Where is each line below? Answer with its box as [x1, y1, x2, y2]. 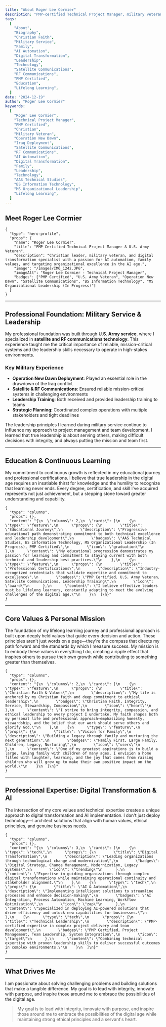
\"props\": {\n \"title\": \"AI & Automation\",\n [5, 884, 127, 889]
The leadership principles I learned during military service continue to [5, 422, 147, 428]
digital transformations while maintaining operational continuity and [5, 876, 156, 881]
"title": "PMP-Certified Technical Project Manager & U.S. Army [14, 244, 149, 250]
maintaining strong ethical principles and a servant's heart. [17, 1016, 137, 1022]
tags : [5, 16, 16, 21]
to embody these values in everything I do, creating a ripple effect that [5, 649, 149, 655]
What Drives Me [5, 967, 56, 976]
